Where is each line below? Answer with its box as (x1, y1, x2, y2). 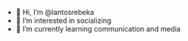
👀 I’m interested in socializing (15, 16, 112, 25)
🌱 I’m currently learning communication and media (15, 24, 181, 33)
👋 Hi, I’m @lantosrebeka (15, 8, 94, 17)
